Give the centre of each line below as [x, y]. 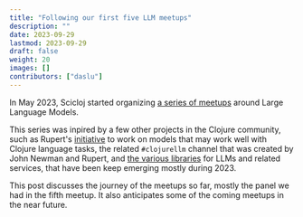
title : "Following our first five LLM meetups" [101, 18]
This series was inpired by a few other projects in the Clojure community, [146, 129]
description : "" [40, 26]
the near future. [38, 204]
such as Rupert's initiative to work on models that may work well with [138, 139]
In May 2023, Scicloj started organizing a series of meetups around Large [147, 102]
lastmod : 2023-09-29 [48, 43]
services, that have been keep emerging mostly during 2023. [123, 167]
